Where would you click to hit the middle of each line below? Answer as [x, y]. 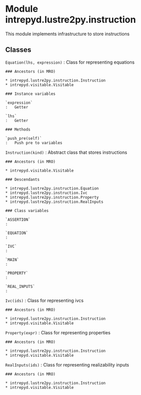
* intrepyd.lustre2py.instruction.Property [52, 197]
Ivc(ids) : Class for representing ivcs [45, 300]
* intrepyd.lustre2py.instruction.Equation [52, 188]
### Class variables [27, 210]
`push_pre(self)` [24, 138]
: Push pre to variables [34, 143]
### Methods [18, 129]
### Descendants [22, 179]
